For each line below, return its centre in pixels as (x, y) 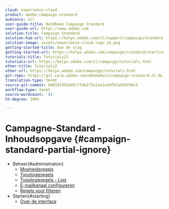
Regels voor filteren (40, 191)
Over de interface (38, 201)
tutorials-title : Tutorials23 (37, 57)
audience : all (20, 19)
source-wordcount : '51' (30, 94)
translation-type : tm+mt (31, 80)
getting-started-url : (28, 52)
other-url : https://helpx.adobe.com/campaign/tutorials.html (71, 71)
